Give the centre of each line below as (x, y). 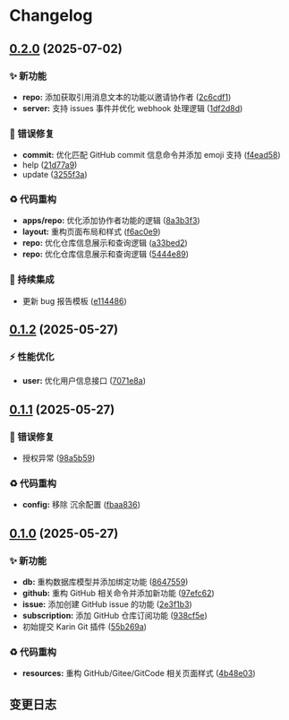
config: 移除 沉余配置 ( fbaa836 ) (81, 505)
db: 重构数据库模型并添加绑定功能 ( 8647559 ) (105, 582)
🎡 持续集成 (32, 280)
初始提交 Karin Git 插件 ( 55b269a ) (85, 627)
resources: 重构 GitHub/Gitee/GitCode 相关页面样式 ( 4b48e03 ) (139, 673)
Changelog (51, 16)
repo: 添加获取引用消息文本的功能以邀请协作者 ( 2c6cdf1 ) (127, 97)
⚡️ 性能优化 (32, 357)
